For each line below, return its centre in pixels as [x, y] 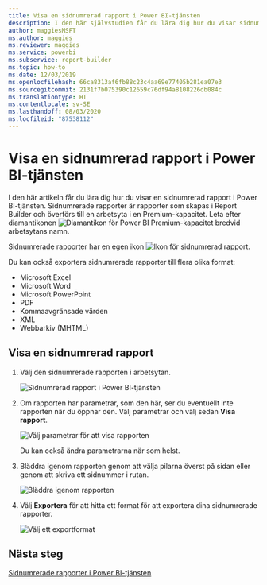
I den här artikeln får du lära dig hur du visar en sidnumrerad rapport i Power [133, 197]
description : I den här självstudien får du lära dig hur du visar [122, 23]
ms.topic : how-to [37, 68]
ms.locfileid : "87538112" [51, 119]
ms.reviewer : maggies [44, 45]
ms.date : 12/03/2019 [43, 75]
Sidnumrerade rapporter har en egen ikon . [129, 246]
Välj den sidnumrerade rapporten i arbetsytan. [95, 372]
